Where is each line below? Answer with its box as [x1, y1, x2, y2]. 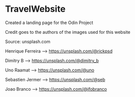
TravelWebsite [5, 3, 66, 15]
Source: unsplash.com [5, 38, 51, 45]
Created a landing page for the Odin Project [5, 20, 93, 25]
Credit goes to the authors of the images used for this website [5, 29, 131, 35]
